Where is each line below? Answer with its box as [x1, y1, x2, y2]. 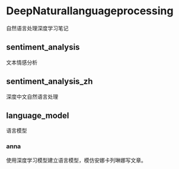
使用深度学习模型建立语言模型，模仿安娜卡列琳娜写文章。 [6, 157, 146, 164]
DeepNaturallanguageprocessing [6, 4, 174, 18]
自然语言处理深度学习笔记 [6, 24, 69, 32]
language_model [6, 110, 69, 120]
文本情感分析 [6, 58, 37, 66]
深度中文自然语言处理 [6, 93, 58, 100]
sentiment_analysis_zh [6, 76, 93, 87]
